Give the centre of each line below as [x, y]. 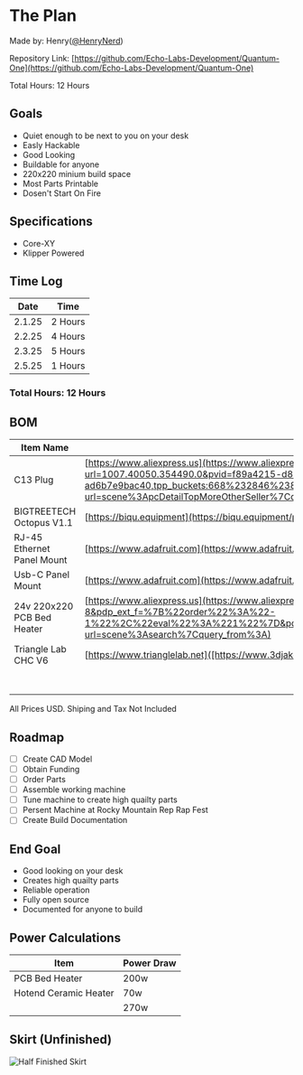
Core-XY [39, 243]
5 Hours [68, 351]
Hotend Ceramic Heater [64, 993]
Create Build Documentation [75, 820]
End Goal [35, 849]
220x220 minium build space [77, 173]
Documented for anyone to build [83, 910]
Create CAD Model [57, 759]
